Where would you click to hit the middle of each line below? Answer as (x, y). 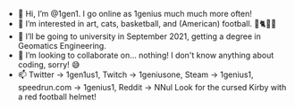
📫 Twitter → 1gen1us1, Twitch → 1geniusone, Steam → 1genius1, (135, 74)
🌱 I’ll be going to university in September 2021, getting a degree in (139, 36)
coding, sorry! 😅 (49, 65)
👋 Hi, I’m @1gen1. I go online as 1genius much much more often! (135, 14)
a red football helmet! (57, 97)
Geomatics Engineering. (62, 46)
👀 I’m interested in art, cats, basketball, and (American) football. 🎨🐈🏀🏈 (147, 23)
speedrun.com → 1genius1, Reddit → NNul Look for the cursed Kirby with (152, 87)
